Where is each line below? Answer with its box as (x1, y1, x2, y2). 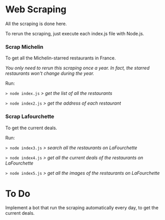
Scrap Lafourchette (5, 113, 55, 120)
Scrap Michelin (5, 43, 43, 50)
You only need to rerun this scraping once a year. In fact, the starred (5, 65, 150, 71)
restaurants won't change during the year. (5, 70, 95, 76)
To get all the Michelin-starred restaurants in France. (5, 55, 116, 61)
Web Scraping (5, 4, 67, 15)
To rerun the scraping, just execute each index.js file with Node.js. (5, 30, 145, 36)
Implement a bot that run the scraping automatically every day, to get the (5, 205, 159, 211)
